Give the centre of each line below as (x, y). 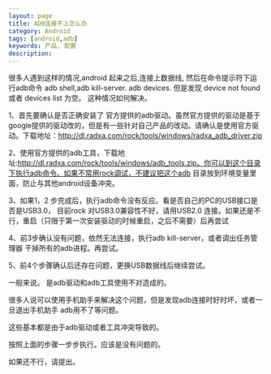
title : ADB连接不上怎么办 (48, 24)
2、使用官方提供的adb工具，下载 (63, 153)
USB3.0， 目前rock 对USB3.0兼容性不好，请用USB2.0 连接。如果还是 (138, 211)
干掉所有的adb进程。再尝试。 (73, 248)
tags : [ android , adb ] (43, 39)
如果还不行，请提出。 (44, 361)
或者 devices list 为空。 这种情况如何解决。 (80, 98)
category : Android (39, 31)
